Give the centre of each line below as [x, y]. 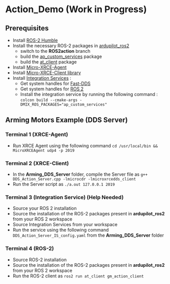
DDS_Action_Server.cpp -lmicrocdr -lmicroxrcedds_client [74, 179]
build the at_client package [49, 62]
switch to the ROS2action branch [55, 51]
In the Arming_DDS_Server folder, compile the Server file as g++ [80, 174]
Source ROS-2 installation [40, 260]
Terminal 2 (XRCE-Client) [37, 163]
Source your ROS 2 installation [45, 208]
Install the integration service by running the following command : [89, 94]
